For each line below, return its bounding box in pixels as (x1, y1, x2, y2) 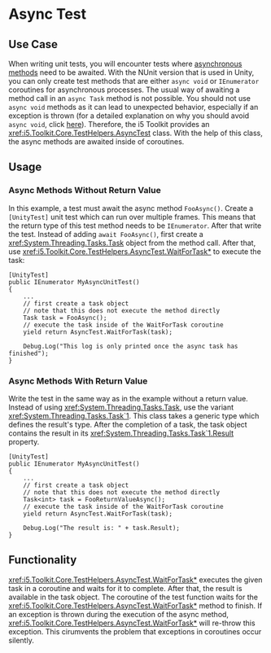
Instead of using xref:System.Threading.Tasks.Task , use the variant (8, 402, 234, 412)
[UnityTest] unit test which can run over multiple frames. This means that (8, 212, 256, 221)
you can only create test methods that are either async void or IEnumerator (8, 77, 260, 85)
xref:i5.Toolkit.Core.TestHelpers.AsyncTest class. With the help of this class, (8, 128, 263, 138)
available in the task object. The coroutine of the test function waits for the (8, 592, 259, 602)
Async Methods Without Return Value (8, 185, 161, 196)
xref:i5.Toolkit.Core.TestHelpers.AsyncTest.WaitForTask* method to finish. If (8, 600, 263, 611)
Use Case (8, 37, 59, 51)
